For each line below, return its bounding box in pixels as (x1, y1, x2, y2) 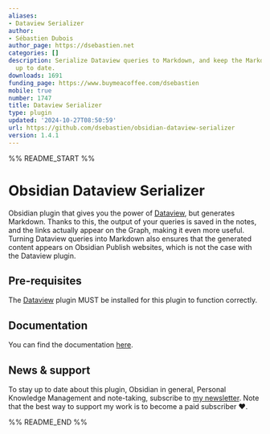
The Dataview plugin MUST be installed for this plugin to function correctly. (8, 295, 258, 305)
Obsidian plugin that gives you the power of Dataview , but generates (8, 208, 235, 218)
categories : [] (8, 49, 59, 57)
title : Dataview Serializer (8, 101, 103, 109)
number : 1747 (8, 94, 52, 102)
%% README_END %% (8, 417, 88, 427)
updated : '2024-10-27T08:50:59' (8, 117, 117, 125)
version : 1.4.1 (8, 131, 59, 139)
